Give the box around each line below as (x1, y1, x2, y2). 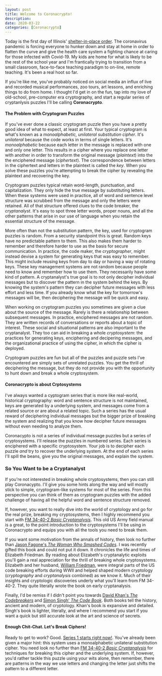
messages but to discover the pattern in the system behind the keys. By (5, 280, 148, 285)
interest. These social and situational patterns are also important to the (5, 325, 146, 330)
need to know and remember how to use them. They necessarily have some (5, 269, 156, 275)
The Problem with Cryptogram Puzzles (5, 110, 85, 116)
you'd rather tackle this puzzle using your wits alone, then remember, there (5, 656, 155, 661)
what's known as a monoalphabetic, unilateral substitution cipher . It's (5, 132, 144, 137)
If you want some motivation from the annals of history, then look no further (5, 536, 156, 542)
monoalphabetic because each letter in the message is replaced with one (5, 142, 151, 148)
